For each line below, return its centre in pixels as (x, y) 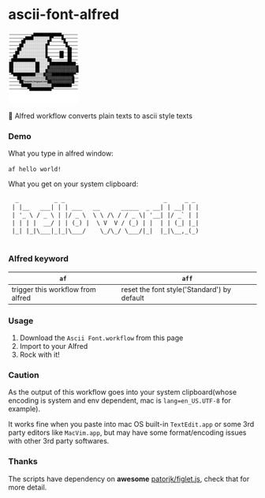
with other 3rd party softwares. (59, 441)
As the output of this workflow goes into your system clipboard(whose (123, 392)
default (132, 298)
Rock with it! (40, 355)
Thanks (23, 462)
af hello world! (35, 170)
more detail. (28, 487)
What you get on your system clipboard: (73, 184)
